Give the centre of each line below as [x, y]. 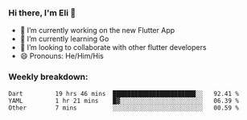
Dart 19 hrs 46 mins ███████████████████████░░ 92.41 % [124, 93]
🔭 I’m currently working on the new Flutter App [97, 31]
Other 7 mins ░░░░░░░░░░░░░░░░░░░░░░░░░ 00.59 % [124, 108]
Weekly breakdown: [48, 77]
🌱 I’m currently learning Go [64, 39]
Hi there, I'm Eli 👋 [42, 13]
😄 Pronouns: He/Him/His [62, 56]
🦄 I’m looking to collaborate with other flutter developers [113, 48]
